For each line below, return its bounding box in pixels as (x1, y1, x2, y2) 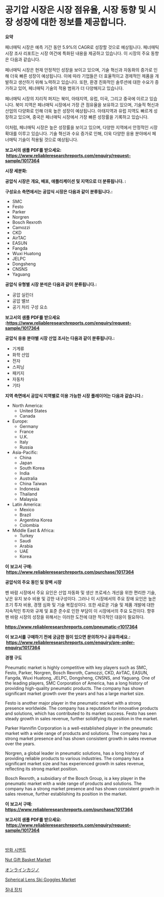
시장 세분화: (5, 167, 28, 174)
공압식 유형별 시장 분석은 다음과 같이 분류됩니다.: (5, 281, 97, 287)
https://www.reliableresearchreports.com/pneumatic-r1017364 (5, 624, 138, 630)
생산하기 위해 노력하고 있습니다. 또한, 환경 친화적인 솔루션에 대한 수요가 (18, 79, 154, 85)
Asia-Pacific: (12, 449, 38, 455)
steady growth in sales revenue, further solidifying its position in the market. (5, 715, 159, 721)
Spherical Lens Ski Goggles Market (5, 876, 76, 882)
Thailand (19, 491, 38, 497)
